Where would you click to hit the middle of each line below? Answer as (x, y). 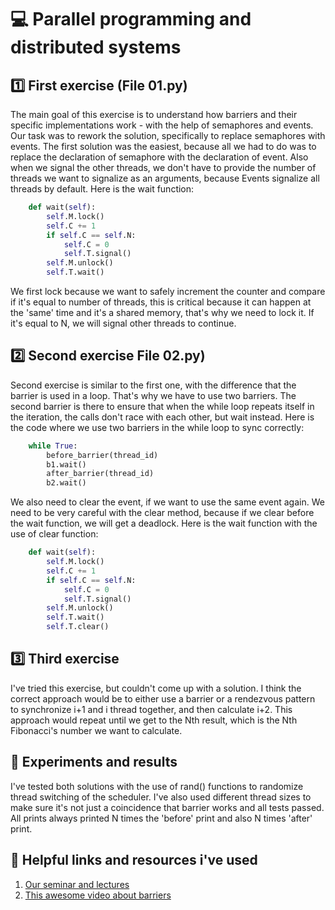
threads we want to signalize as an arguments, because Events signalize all (165, 178)
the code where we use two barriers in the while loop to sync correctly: (157, 427)
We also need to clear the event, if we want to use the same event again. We (167, 502)
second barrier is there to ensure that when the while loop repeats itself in (162, 406)
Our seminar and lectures (77, 884)
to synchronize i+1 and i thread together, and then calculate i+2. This (151, 709)
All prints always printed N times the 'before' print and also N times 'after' (161, 818)
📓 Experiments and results (94, 762)
